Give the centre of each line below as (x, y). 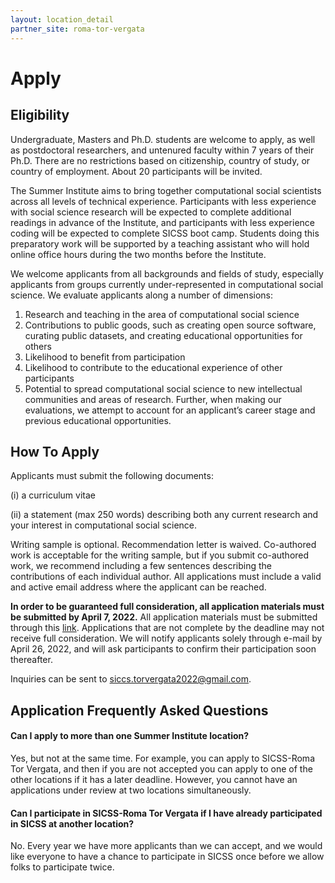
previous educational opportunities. (98, 420)
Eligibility (40, 115)
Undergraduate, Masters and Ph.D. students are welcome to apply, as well (163, 139)
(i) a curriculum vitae (53, 495)
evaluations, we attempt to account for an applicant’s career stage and (170, 410)
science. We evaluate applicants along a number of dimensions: (142, 295)
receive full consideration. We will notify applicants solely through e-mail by (166, 638)
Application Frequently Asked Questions (139, 710)
